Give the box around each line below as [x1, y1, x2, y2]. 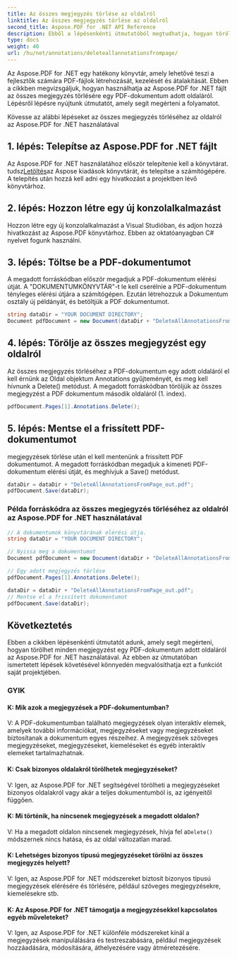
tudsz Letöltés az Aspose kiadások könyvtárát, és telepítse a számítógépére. [7, 166, 227, 175]
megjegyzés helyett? [7, 858, 71, 867]
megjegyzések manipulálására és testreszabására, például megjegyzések [7, 936, 221, 945]
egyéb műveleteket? [7, 912, 69, 921]
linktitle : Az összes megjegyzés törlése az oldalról [7, 17, 169, 24]
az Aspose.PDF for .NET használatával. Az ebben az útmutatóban [7, 653, 197, 661]
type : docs [7, 37, 39, 44]
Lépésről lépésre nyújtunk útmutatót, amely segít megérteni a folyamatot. [7, 99, 220, 107]
